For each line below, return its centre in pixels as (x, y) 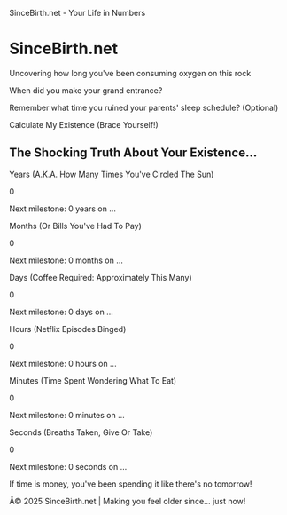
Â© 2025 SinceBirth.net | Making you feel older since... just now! (128, 501)
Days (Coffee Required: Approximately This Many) (101, 277)
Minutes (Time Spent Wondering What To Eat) (93, 380)
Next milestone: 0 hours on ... (63, 363)
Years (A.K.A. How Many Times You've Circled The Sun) (112, 174)
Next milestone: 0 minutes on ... (67, 415)
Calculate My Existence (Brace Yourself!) (84, 124)
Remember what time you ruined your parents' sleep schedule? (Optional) (144, 107)
